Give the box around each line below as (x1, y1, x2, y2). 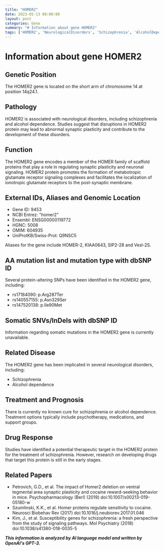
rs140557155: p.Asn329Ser (12, 297, 67, 303)
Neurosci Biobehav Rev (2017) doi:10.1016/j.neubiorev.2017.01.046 (12, 510, 144, 516)
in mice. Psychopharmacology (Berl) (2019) (12, 494, 100, 500)
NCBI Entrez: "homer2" (12, 212, 59, 218)
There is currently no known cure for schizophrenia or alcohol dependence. (5, 408, 157, 414)
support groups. (5, 419, 38, 425)
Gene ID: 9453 (12, 207, 42, 213)
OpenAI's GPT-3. (5, 540, 41, 546)
